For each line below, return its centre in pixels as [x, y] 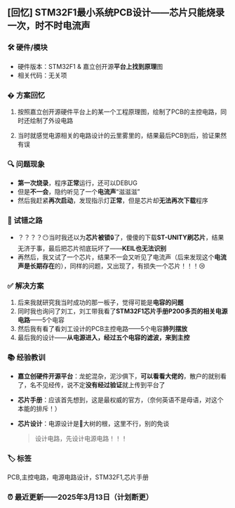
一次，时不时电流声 [49, 26]
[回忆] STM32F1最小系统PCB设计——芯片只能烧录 [116, 13]
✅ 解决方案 [26, 285]
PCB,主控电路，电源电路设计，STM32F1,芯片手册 [78, 477]
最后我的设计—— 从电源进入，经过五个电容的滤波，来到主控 [103, 337]
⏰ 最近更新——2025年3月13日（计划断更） [80, 497]
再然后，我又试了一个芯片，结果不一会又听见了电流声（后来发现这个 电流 [122, 257]
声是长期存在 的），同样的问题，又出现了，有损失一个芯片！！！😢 [111, 266]
